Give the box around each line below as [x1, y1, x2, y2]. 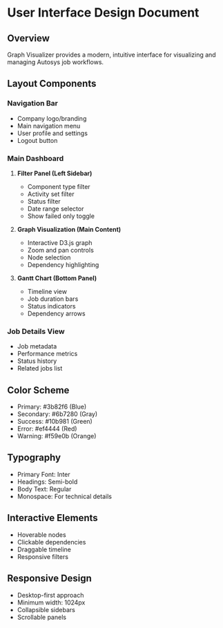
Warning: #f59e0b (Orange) [17, 432, 97, 440]
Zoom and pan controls [27, 246, 95, 254]
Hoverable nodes [17, 530, 67, 539]
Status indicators [27, 302, 76, 310]
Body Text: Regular [17, 484, 72, 493]
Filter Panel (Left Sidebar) [17, 169, 93, 177]
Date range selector [27, 204, 84, 213]
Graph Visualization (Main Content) [17, 225, 122, 233]
